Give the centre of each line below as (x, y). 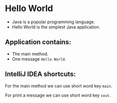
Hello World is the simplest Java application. (56, 27)
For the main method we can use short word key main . (59, 86)
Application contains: (38, 42)
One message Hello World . (39, 59)
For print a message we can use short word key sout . (58, 95)
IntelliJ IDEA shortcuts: (40, 74)
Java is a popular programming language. (53, 22)
